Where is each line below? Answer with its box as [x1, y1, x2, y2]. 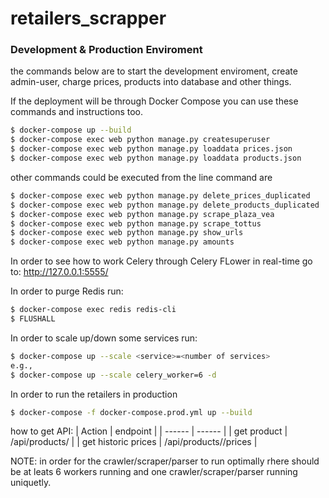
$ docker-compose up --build [10, 125, 132, 136]
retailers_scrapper [10, 7, 167, 30]
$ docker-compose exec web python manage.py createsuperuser [10, 135, 271, 145]
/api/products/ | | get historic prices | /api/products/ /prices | [10, 436, 258, 448]
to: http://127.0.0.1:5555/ [10, 266, 109, 278]
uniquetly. [10, 477, 52, 489]
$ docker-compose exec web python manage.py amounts [10, 237, 235, 247]
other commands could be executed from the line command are [10, 171, 273, 183]
